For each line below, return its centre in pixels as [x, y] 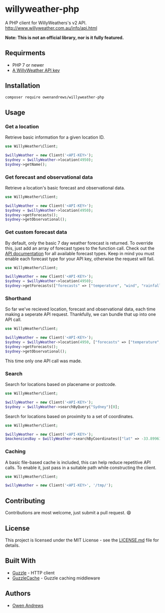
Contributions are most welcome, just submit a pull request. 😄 [68, 513]
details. [13, 545]
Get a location [22, 126]
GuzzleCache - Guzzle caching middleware [56, 578]
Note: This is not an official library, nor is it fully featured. [65, 38]
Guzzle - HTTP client [33, 573]
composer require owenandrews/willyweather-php [55, 97]
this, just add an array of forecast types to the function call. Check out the [80, 248]
